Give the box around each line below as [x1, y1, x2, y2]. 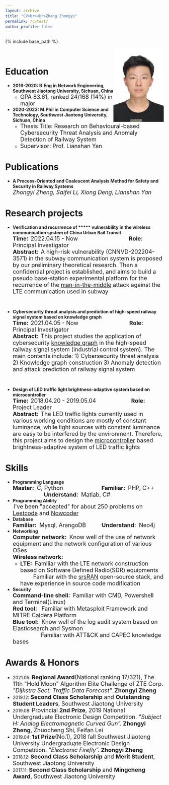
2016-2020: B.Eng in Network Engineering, [12, 83, 105, 89]
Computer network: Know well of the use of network [12, 534, 156, 541]
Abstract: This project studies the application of [12, 333, 142, 340]
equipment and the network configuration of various [12, 540, 152, 547]
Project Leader [12, 404, 52, 411]
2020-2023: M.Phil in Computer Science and [12, 106, 109, 113]
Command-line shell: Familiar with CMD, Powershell [12, 592, 154, 599]
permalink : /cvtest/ [5, 19, 49, 24]
